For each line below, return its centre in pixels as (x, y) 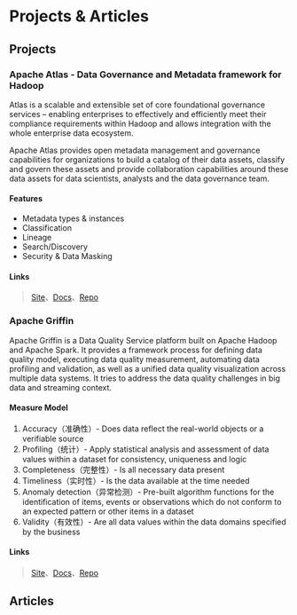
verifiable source (53, 438)
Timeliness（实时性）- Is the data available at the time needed (136, 480)
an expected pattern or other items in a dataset (108, 511)
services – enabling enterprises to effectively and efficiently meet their (138, 114)
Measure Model (39, 408)
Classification (47, 228)
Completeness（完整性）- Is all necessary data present (123, 469)
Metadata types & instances (73, 218)
